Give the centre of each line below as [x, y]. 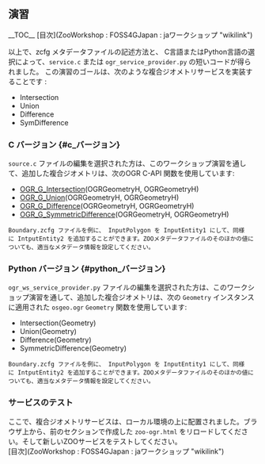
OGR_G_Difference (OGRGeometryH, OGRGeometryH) [107, 206]
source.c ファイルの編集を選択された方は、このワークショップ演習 [117, 163]
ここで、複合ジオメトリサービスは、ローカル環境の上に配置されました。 [126, 421]
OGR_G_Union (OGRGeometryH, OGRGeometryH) [99, 197]
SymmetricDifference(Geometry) [73, 348]
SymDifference [44, 122]
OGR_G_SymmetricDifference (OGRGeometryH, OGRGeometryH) [124, 215]
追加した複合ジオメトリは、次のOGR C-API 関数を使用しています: [128, 174]
